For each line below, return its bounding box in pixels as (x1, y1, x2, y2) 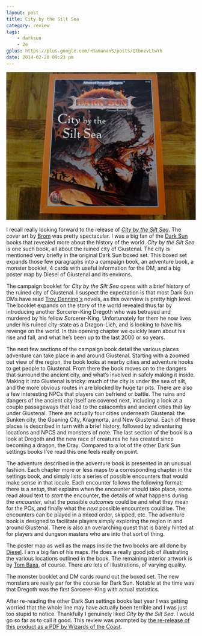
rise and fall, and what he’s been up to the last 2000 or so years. (6, 334, 165, 341)
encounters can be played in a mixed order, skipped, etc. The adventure (6, 510, 185, 518)
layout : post (6, 10, 39, 16)
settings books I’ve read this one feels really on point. (6, 448, 139, 455)
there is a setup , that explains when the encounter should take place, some (6, 485, 192, 492)
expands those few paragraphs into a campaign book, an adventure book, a (6, 258, 194, 265)
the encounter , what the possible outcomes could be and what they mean (6, 498, 189, 505)
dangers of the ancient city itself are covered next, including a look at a (6, 396, 183, 404)
